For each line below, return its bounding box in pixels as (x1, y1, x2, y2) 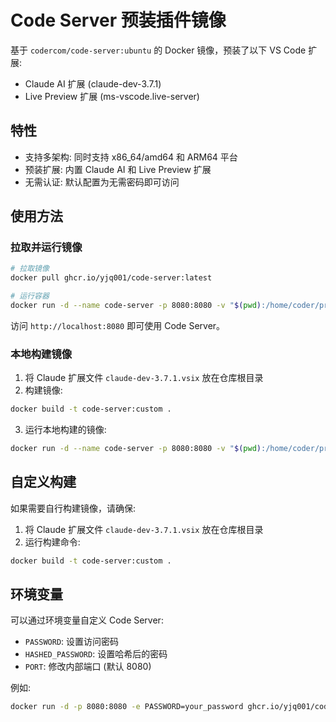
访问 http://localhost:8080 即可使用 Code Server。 (10, 319, 226, 331)
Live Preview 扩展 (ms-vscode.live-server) (24, 90, 200, 102)
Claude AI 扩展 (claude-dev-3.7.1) (24, 77, 162, 90)
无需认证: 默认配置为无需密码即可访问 (24, 176, 180, 188)
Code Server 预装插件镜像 (10, 9, 227, 32)
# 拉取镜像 (10, 264, 50, 274)
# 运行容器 (10, 291, 50, 301)
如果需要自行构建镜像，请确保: (10, 502, 137, 514)
